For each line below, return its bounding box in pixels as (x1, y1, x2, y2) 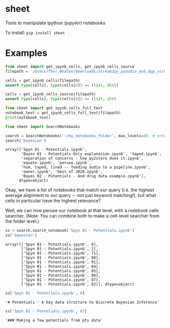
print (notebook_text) (5, 115, 51, 120)
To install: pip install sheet (5, 29, 65, 35)
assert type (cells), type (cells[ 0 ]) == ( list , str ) (5, 97, 116, 102)
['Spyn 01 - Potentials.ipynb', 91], (21, 260, 101, 265)
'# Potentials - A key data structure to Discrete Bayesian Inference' (5, 300, 159, 305)
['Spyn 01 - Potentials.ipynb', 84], (21, 264, 101, 269)
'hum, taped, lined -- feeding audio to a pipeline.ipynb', (21, 165, 151, 170)
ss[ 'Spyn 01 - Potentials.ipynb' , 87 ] (5, 309, 87, 314)
